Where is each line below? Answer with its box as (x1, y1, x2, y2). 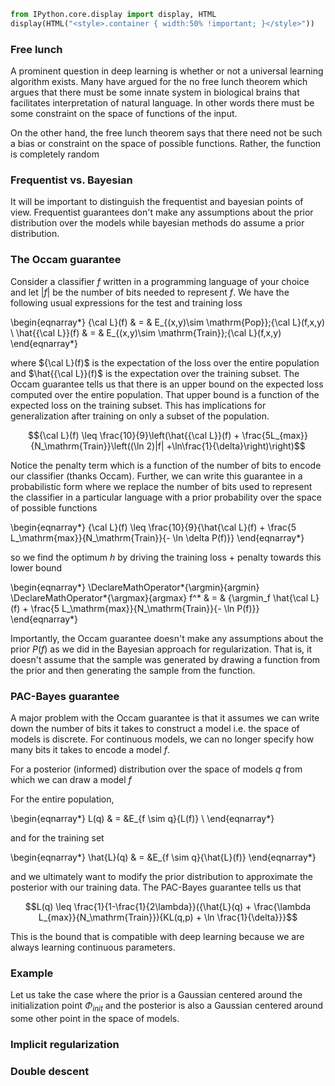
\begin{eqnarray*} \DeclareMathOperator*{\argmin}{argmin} (10, 581, 260, 593)
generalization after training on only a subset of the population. (10, 410, 270, 422)
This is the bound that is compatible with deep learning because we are (10, 930, 305, 942)
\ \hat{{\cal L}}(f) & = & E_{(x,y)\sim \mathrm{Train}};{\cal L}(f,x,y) (10, 326, 282, 339)
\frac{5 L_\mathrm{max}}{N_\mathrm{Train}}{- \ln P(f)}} (30, 602, 260, 614)
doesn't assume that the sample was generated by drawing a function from (10, 653, 321, 665)
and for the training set (10, 831, 105, 844)
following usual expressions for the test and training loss (10, 296, 243, 309)
